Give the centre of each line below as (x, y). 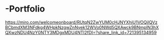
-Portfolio (25, 9)
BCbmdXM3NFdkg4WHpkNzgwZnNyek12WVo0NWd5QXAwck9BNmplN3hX (82, 27)
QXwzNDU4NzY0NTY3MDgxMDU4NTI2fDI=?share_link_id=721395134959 (81, 32)
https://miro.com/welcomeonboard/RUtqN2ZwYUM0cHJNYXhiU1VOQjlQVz (82, 22)
